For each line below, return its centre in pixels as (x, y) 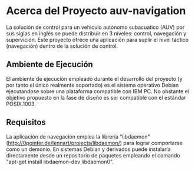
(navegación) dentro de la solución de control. (62, 46)
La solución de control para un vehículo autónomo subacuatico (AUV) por (95, 27)
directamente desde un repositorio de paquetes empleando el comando (93, 155)
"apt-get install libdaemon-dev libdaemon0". (60, 162)
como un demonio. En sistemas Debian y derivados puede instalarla (88, 149)
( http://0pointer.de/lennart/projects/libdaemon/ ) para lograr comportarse (94, 143)
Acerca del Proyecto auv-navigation (96, 11)
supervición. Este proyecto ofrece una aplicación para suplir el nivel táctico (97, 40)
